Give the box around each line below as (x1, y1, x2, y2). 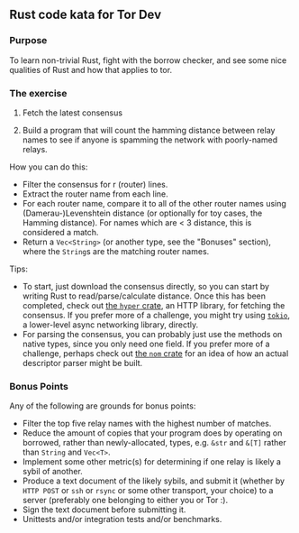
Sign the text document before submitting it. (22, 504, 186, 515)
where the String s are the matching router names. (22, 245, 210, 256)
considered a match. (22, 226, 99, 237)
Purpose (9, 34, 48, 47)
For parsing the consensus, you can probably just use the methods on (22, 328, 283, 339)
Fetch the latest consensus (22, 107, 123, 118)
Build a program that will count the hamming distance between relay (22, 124, 276, 135)
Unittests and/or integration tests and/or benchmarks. (22, 514, 222, 525)
